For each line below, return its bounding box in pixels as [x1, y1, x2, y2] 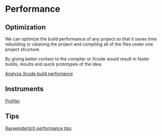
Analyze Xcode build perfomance [5, 71, 73, 77]
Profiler [5, 98, 20, 104]
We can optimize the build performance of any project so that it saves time [5, 36, 157, 42]
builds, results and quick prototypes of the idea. [5, 61, 103, 67]
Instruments [5, 85, 44, 93]
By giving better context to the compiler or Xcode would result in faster [5, 56, 150, 62]
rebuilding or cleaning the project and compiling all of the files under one [5, 41, 153, 47]
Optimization [5, 23, 46, 31]
